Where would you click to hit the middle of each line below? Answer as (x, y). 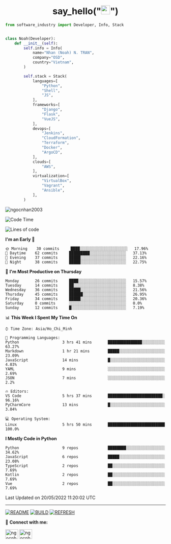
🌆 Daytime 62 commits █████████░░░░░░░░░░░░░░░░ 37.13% (76, 253)
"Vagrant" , (53, 186)
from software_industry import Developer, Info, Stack (65, 25)
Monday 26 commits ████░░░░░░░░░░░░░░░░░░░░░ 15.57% (76, 281)
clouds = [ (42, 162)
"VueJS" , (51, 119)
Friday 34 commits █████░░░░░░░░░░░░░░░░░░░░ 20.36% (76, 299)
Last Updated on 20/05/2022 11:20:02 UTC (50, 498)
